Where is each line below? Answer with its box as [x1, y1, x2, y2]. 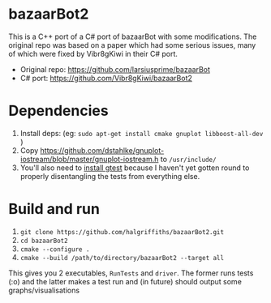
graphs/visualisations [8, 285, 80, 295]
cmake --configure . [19, 245, 90, 254]
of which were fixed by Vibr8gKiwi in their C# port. [8, 49, 179, 58]
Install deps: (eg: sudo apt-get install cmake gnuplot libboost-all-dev [19, 128, 264, 138]
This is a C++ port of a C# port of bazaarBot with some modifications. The [8, 32, 257, 41]
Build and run [8, 200, 100, 219]
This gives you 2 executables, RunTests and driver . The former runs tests [8, 268, 254, 278]
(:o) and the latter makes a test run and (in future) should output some [8, 276, 242, 286]
